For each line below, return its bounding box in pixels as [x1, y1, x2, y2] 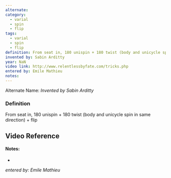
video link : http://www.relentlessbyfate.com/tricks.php [5, 64, 129, 69]
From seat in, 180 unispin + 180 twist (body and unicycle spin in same [5, 112, 151, 118]
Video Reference [5, 131, 60, 140]
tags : [5, 31, 17, 36]
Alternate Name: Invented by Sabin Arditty [5, 87, 94, 93]
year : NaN [5, 59, 26, 64]
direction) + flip [5, 117, 38, 123]
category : [5, 12, 26, 17]
